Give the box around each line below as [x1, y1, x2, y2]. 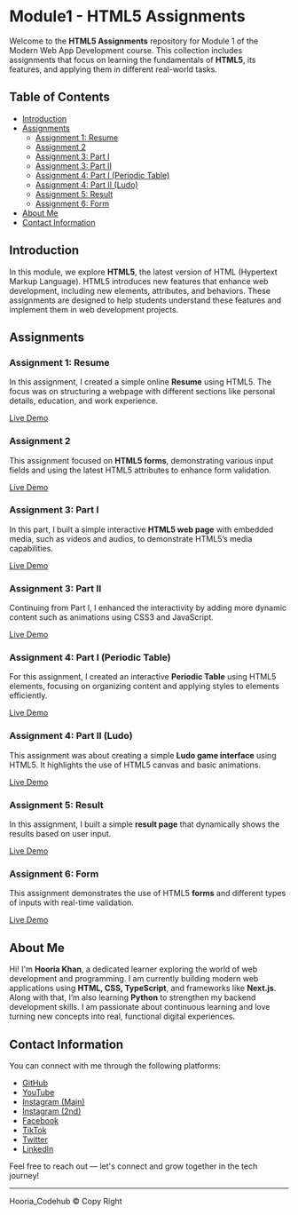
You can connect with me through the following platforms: [9, 1060, 222, 1071]
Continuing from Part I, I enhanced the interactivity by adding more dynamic [9, 602, 286, 614]
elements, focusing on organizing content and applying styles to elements [9, 681, 279, 692]
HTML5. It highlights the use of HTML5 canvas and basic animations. [9, 759, 262, 770]
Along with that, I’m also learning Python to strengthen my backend [9, 992, 256, 1003]
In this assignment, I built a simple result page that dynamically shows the [9, 819, 280, 830]
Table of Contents [9, 90, 111, 105]
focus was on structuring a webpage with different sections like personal [9, 386, 276, 397]
